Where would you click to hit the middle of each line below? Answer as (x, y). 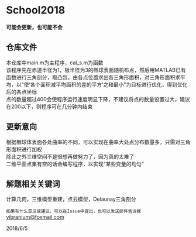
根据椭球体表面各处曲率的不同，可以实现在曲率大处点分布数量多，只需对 (93, 142)
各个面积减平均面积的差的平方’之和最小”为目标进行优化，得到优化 (109, 84)
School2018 (36, 10)
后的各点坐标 (21, 92)
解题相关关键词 (33, 184)
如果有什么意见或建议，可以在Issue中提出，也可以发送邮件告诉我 (74, 211)
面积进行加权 (26, 149)
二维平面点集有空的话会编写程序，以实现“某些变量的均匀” (75, 164)
